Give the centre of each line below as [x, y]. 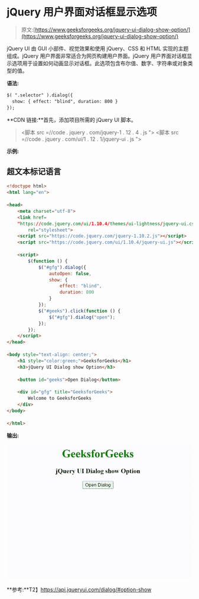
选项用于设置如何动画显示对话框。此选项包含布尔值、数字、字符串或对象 [99, 63]
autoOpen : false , [70, 273]
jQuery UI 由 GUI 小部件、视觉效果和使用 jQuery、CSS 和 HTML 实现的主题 [98, 48]
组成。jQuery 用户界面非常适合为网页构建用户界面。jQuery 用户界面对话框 [97, 56]
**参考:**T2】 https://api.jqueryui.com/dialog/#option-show [79, 590]
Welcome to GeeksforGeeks [60, 399]
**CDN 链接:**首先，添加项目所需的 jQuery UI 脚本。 [71, 119]
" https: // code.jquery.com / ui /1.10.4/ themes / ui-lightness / [90, 224]
